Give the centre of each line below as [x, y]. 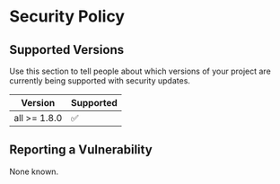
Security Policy [67, 17]
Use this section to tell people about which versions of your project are [140, 71]
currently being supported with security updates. [100, 81]
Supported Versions [66, 50]
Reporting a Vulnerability [81, 150]
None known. [34, 171]
